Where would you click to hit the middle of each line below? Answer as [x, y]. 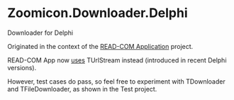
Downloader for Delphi [40, 33]
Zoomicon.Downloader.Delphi [97, 13]
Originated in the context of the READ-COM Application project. [100, 46]
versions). [22, 67]
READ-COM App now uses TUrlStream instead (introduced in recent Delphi [117, 60]
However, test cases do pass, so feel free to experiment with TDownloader [116, 81]
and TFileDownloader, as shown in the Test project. [82, 89]
